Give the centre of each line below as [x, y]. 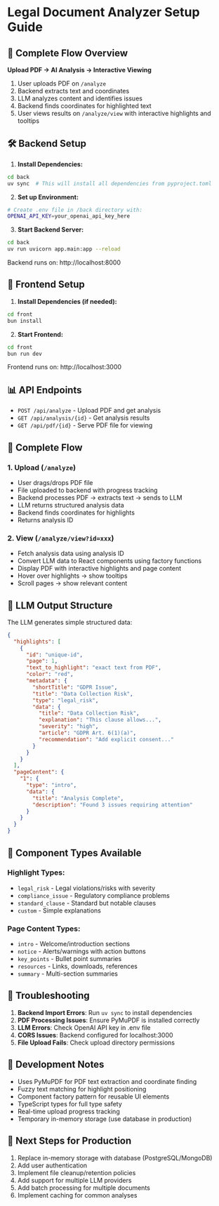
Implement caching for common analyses [77, 1195]
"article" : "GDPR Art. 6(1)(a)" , [87, 733]
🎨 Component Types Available [74, 853]
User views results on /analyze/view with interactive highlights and [114, 113]
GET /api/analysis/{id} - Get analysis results [84, 418]
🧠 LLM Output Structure [60, 605]
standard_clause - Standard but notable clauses [87, 903]
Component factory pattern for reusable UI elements [93, 1096]
